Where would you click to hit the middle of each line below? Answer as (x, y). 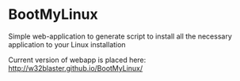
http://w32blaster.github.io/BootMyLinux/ (76, 68)
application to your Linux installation (67, 44)
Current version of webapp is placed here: (77, 60)
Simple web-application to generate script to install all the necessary (120, 36)
